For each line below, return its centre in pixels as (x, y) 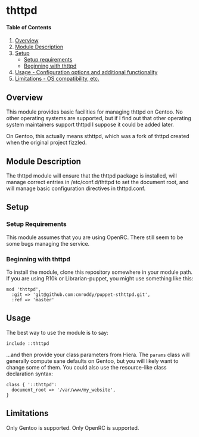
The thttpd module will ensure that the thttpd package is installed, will (91, 176)
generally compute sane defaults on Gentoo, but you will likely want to (92, 361)
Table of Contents (29, 27)
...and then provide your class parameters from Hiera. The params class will (98, 355)
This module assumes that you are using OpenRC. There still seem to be (95, 237)
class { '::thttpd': (32, 384)
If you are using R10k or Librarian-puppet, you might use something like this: (100, 278)
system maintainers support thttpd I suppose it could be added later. (90, 125)
